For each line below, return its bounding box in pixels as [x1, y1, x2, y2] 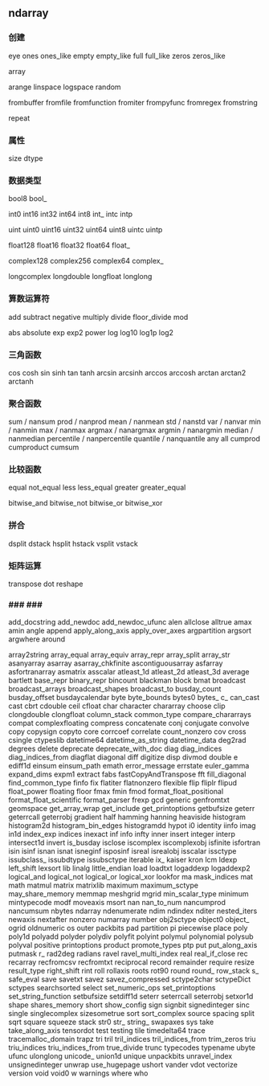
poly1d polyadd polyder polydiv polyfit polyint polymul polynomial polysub [8, 932, 254, 941]
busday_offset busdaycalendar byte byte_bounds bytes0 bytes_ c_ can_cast [8, 693, 260, 703]
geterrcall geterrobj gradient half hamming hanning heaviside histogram [8, 812, 247, 822]
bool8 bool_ [8, 194, 47, 203]
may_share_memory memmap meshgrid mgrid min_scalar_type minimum [8, 889, 249, 899]
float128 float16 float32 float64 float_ [8, 240, 131, 250]
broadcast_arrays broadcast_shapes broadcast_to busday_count [8, 684, 222, 694]
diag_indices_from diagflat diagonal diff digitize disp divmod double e [8, 752, 238, 762]
